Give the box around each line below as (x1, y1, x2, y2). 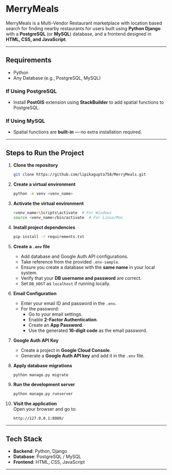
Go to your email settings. (28, 311, 83, 317)
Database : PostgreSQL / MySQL (13, 454, 82, 460)
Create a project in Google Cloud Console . (20, 347, 111, 353)
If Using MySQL (6, 117, 45, 124)
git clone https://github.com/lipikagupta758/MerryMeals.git (13, 172, 146, 177)
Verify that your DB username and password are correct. (20, 275, 142, 281)
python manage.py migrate (13, 372, 68, 377)
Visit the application (13, 400, 57, 407)
